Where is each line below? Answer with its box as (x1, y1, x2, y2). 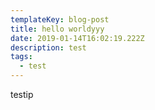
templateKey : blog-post (10, 14, 110, 25)
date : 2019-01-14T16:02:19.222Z (10, 33, 145, 43)
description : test (10, 42, 87, 53)
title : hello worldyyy (10, 24, 105, 34)
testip (10, 89, 34, 100)
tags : (10, 52, 33, 62)
